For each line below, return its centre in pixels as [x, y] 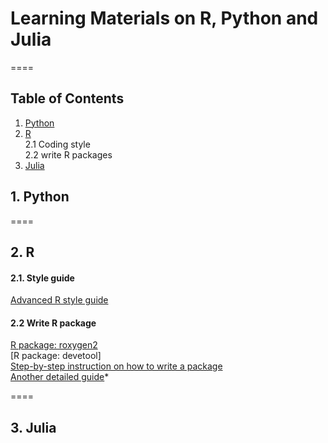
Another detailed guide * [60, 377]
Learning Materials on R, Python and [164, 18]
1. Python [40, 197]
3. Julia [33, 427]
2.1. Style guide [42, 278]
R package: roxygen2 [54, 345]
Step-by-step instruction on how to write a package [116, 366]
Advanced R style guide [59, 300]
